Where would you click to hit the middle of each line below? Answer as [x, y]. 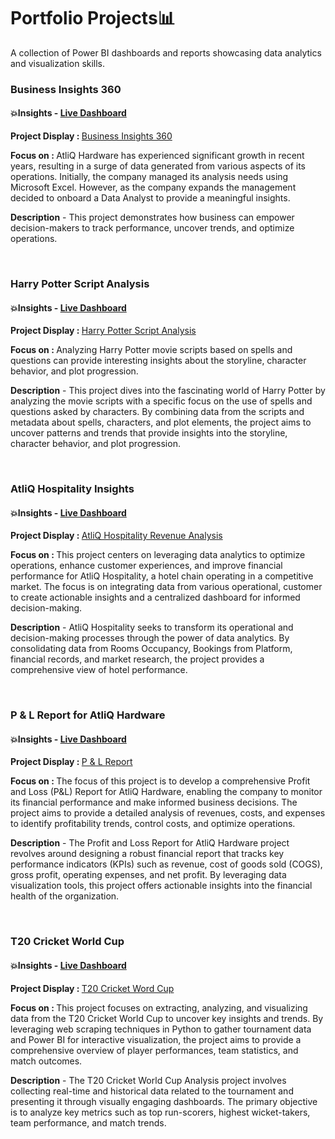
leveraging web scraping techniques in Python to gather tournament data [161, 1029]
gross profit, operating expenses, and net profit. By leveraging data [148, 875]
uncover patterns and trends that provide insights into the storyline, [149, 433]
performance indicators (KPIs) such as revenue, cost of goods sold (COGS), [166, 864]
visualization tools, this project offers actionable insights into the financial [161, 886]
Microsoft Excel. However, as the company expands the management [153, 187]
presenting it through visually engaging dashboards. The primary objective [164, 1101]
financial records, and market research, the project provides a [137, 659]
